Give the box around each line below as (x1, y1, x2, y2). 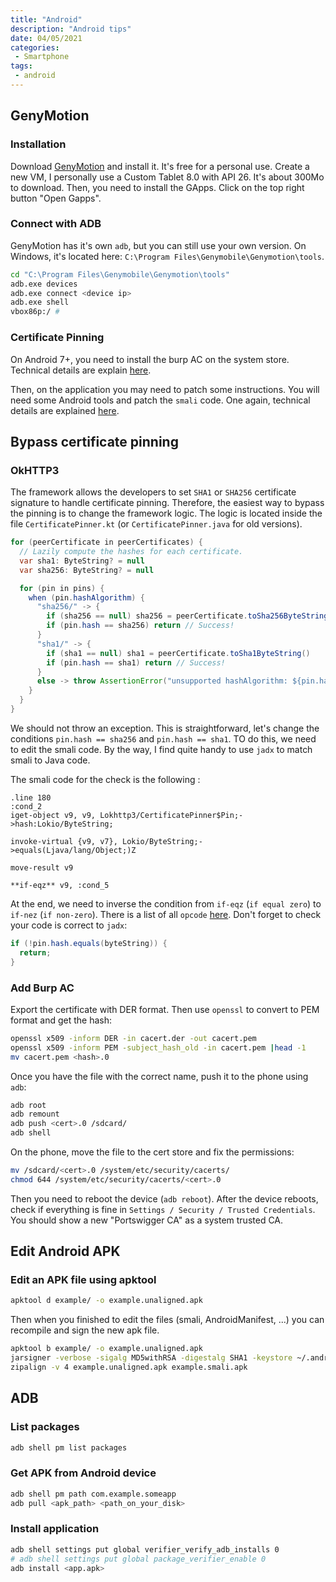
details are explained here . (10, 404, 120, 416)
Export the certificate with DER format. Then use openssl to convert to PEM (10, 1003, 320, 1015)
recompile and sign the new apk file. (10, 1324, 160, 1336)
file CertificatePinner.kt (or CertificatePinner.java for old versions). (10, 518, 303, 530)
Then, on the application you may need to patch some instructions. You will (10, 383, 320, 395)
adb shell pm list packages (10, 1442, 128, 1453)
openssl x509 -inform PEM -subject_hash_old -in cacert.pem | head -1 (10, 1042, 307, 1053)
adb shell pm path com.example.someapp (10, 1489, 177, 1499)
